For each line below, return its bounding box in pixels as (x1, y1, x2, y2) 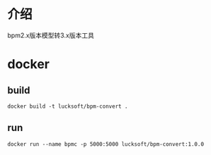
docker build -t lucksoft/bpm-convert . (7, 103, 129, 110)
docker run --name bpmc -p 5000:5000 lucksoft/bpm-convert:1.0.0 (7, 140, 204, 148)
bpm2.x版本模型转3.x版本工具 (7, 31, 94, 39)
